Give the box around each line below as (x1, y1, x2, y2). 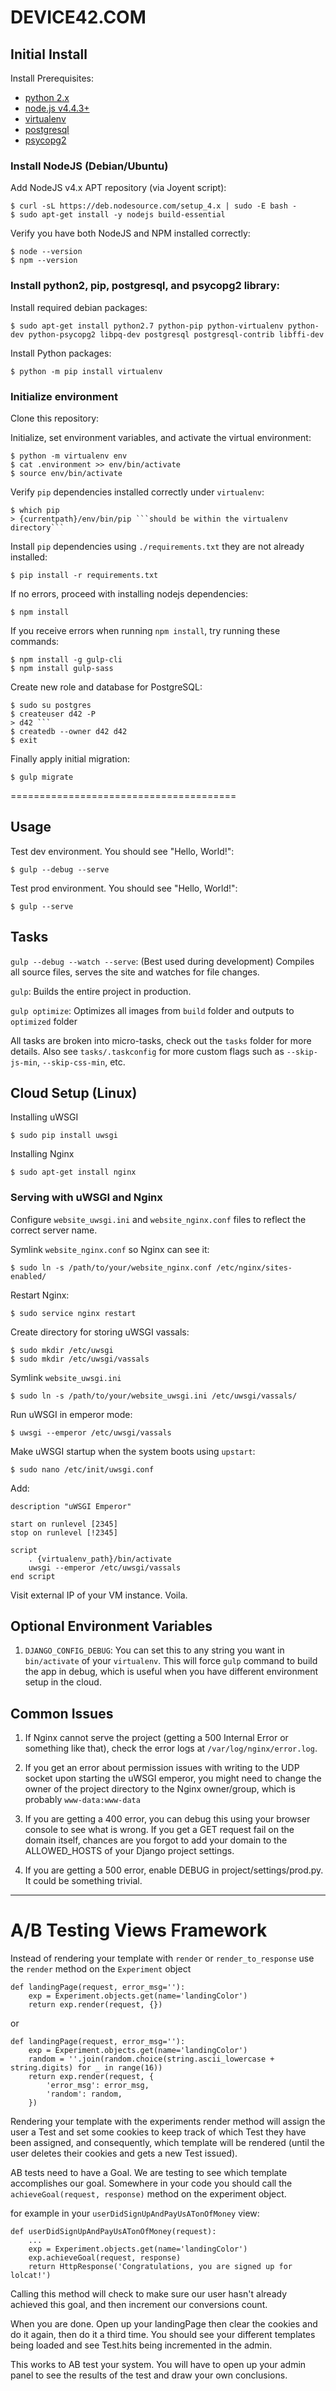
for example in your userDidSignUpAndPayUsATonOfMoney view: (10, 2207, 260, 2220)
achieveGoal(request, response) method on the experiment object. (10, 2188, 287, 2200)
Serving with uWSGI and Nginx (10, 1191, 163, 1205)
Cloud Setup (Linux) (10, 1084, 138, 1101)
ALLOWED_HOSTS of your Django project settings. (24, 1845, 235, 1857)
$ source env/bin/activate (10, 468, 123, 478)
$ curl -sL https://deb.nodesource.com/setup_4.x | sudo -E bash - (10, 201, 298, 211)
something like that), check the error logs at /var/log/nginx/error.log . (24, 1742, 318, 1755)
